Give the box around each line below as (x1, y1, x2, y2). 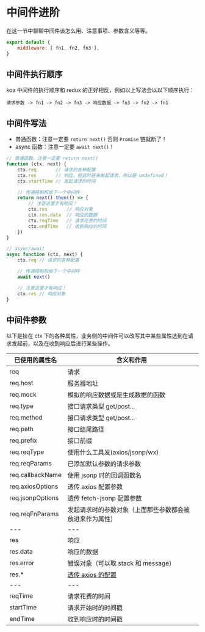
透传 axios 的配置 (67, 571, 117, 579)
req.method (9, 413, 43, 422)
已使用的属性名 (14, 356, 57, 364)
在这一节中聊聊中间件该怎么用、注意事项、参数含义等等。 (6, 27, 151, 34)
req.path (9, 425, 34, 434)
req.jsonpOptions (9, 494, 59, 502)
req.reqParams (9, 459, 52, 468)
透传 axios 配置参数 (67, 483, 123, 491)
